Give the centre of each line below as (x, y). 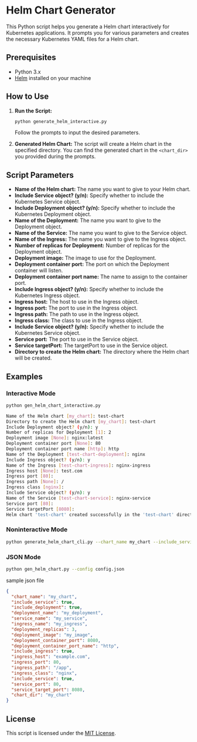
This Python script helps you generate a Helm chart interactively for (88, 26)
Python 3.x (28, 72)
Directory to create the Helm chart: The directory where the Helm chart (102, 352)
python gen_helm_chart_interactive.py (53, 405)
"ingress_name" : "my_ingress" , (50, 624)
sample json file (25, 580)
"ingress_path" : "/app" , (42, 668)
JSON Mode (23, 557)
